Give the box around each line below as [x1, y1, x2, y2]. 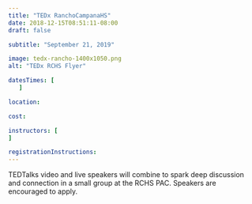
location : [8, 98, 41, 106]
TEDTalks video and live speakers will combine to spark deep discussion [8, 170, 245, 179]
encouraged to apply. [8, 187, 78, 196]
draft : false [8, 26, 51, 34]
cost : [8, 112, 26, 120]
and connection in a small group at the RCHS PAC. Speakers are [8, 179, 216, 188]
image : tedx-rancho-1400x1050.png [8, 55, 122, 63]
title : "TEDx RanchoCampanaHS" [8, 11, 111, 20]
